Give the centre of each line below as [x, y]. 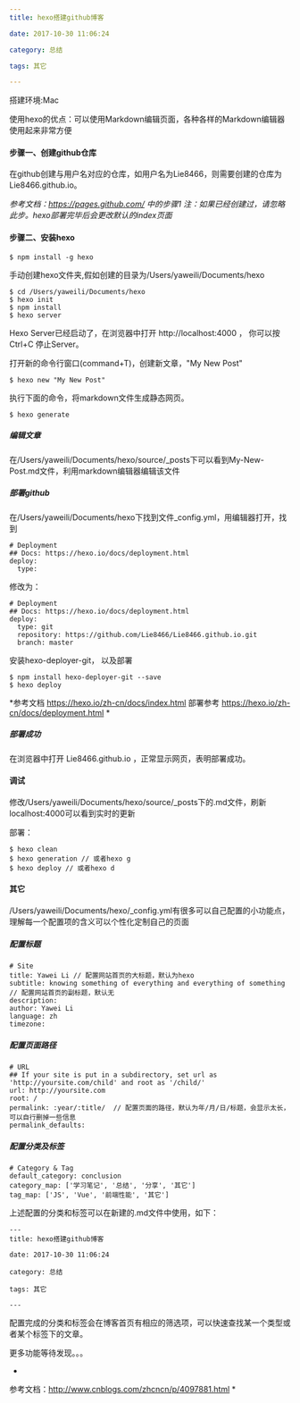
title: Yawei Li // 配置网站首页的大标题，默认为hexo [102, 975]
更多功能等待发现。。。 [48, 1353]
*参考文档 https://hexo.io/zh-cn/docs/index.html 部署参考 [115, 702]
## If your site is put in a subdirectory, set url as [113, 1075]
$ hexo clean [33, 849]
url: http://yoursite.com [57, 1090]
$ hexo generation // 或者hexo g [70, 859]
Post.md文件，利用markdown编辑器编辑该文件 [95, 471]
